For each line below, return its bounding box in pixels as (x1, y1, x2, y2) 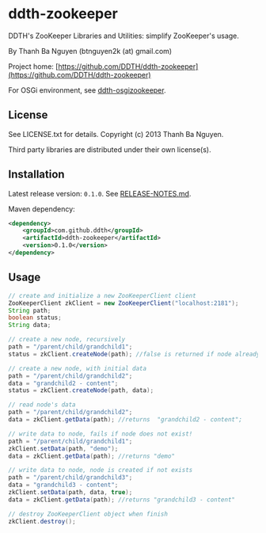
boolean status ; (8, 314, 62, 322)
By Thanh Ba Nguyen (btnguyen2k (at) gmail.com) (8, 46, 173, 55)
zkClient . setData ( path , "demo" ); (8, 444, 119, 452)
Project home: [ (8, 61, 59, 71)
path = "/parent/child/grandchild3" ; (8, 474, 133, 482)
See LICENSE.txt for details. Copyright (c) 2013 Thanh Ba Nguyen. (8, 129, 224, 139)
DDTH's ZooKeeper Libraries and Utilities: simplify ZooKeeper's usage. (8, 31, 240, 40)
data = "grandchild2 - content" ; (8, 379, 119, 387)
